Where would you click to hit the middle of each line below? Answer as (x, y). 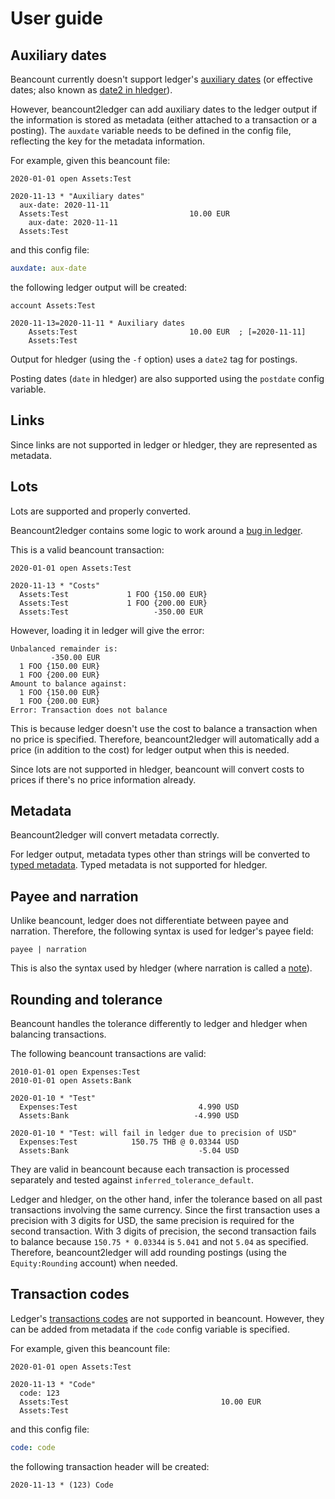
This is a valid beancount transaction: (87, 549)
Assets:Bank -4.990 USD (129, 1115)
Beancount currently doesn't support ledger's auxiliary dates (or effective (162, 79)
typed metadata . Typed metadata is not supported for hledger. (139, 865)
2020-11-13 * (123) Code (62, 1485)
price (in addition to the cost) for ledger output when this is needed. (150, 749)
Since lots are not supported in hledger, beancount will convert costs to (157, 769)
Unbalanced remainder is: (64, 648)
